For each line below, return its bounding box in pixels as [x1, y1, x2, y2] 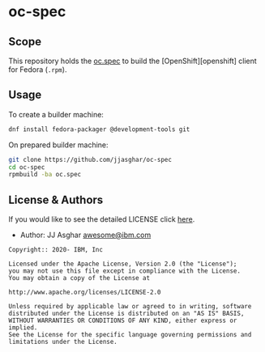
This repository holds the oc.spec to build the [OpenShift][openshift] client [8, 56, 257, 66]
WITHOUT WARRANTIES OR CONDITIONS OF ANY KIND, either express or [8, 316, 237, 325]
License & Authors [8, 193, 104, 206]
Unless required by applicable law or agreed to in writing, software [8, 303, 252, 311]
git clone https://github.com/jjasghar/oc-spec [8, 155, 173, 163]
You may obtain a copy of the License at [8, 274, 151, 282]
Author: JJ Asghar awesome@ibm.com [19, 230, 152, 240]
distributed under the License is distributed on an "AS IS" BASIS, [8, 310, 245, 318]
